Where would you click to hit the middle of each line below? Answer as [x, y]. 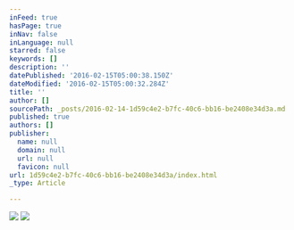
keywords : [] [34, 59]
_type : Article [38, 184]
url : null [35, 158]
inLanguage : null [42, 42]
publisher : [29, 134]
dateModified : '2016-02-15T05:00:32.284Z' [89, 84]
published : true [39, 117]
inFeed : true [34, 17]
